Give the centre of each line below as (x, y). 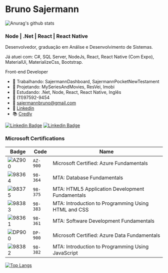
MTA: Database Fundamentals (88, 178)
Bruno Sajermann (42, 9)
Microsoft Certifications (35, 139)
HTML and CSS (70, 209)
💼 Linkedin (23, 108)
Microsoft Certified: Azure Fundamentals (100, 163)
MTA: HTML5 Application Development (98, 189)
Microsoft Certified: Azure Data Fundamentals (106, 235)
